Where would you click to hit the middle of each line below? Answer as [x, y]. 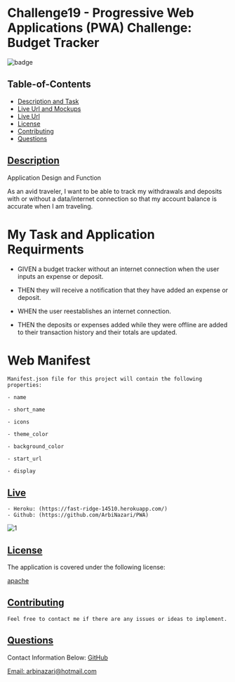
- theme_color [28, 434]
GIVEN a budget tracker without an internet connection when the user [118, 269]
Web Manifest [49, 360]
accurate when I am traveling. [50, 206]
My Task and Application [81, 234]
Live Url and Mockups [49, 109]
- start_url [25, 459]
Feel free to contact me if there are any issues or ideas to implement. [117, 619]
